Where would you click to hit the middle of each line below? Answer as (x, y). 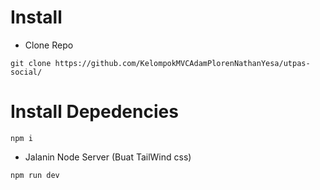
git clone (31, 63)
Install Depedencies (94, 112)
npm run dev (35, 175)
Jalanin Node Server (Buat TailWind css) (108, 157)
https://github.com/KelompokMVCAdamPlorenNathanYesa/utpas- (182, 63)
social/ (26, 72)
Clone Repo (49, 45)
